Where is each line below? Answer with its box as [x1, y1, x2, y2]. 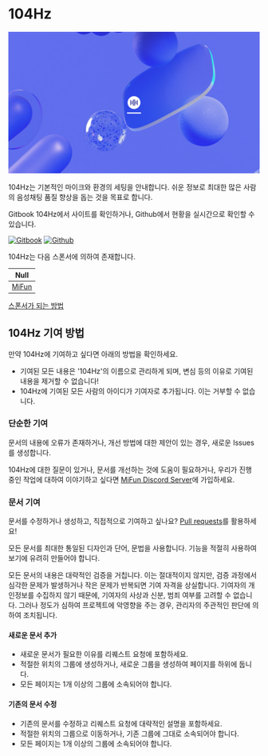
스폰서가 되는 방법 [8, 301, 64, 310]
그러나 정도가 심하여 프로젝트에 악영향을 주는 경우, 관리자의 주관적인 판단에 [18, 601, 251, 610]
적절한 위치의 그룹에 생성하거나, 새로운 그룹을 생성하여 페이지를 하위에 [19, 659, 238, 669]
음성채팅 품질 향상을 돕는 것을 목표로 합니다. [16, 193, 153, 202]
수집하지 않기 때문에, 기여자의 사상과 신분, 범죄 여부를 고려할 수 [35, 590, 231, 600]
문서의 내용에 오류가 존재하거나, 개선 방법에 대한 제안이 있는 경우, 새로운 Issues [8, 438, 255, 447]
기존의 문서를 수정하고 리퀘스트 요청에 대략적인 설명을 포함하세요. [19, 718, 223, 728]
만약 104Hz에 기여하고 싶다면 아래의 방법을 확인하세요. [8, 349, 178, 358]
